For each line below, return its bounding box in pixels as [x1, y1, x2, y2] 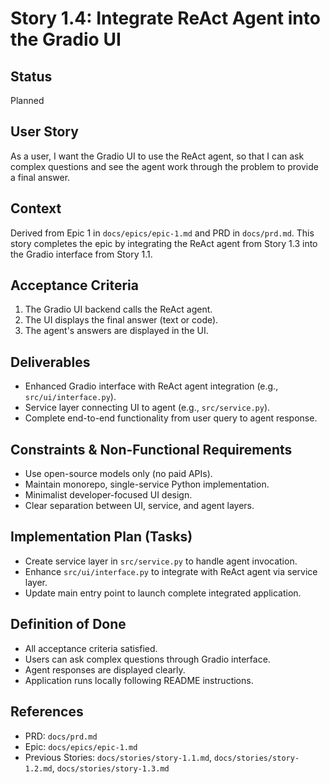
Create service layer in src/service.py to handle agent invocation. [24, 555, 298, 567]
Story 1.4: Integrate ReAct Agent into [10, 7, 321, 30]
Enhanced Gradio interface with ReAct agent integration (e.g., [24, 380, 279, 392]
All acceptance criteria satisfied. [24, 642, 158, 654]
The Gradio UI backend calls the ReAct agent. [24, 303, 213, 316]
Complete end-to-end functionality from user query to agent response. [24, 412, 318, 424]
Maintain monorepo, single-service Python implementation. [24, 478, 270, 491]
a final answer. [10, 171, 71, 183]
